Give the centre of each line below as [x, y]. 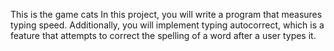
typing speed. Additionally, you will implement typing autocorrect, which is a [167, 25]
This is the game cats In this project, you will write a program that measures [166, 14]
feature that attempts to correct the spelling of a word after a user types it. [163, 35]
